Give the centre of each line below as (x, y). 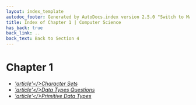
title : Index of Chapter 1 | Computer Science (64, 22)
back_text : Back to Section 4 (43, 38)
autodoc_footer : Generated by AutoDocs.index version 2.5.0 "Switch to (95, 17)
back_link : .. (23, 33)
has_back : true (24, 28)
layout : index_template (35, 11)
